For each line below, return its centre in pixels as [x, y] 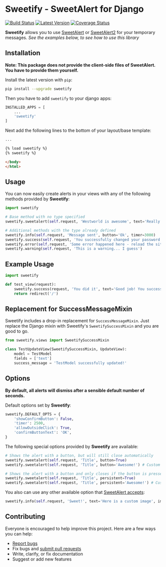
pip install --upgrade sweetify [38, 89]
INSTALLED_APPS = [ [25, 107]
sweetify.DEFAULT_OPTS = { [33, 414]
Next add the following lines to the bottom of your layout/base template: [78, 131]
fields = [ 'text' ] [33, 359]
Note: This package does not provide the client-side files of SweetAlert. [80, 65]
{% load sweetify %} [26, 149]
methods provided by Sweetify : [38, 199]
